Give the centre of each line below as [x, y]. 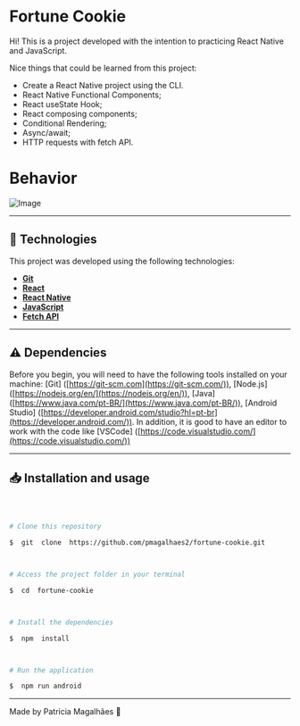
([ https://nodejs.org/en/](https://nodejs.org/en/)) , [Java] [112, 393]
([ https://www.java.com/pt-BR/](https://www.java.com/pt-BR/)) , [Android [143, 403]
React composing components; [79, 113]
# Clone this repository [55, 527]
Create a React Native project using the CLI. [103, 85]
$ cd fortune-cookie [51, 590]
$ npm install [39, 638]
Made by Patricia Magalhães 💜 [65, 712]
